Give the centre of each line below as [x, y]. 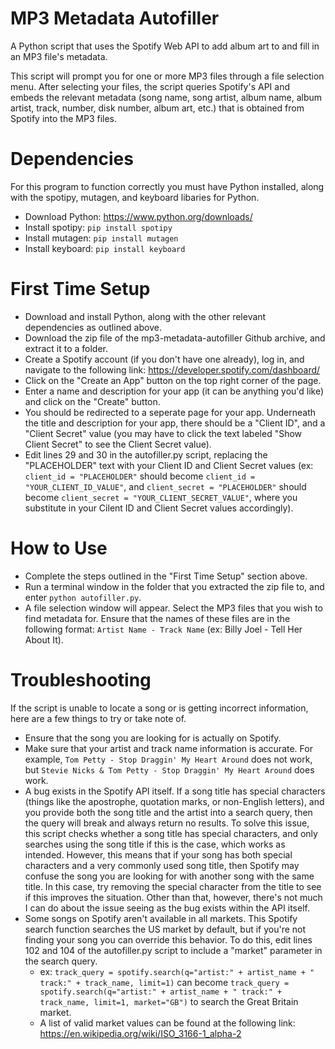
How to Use [59, 548]
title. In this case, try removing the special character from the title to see [173, 886]
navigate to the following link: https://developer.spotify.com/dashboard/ [172, 369]
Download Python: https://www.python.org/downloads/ [138, 216]
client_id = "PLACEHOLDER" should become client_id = [140, 476]
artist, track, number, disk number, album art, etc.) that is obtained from [157, 108]
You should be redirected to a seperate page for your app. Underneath [170, 412]
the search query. [61, 961]
